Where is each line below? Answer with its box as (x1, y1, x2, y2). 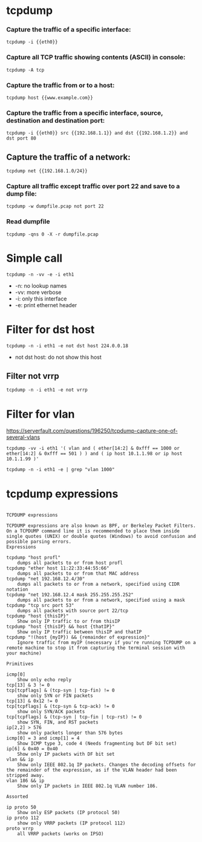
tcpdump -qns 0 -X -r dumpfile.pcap (6, 231, 99, 237)
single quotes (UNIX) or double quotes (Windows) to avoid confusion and (6, 534, 197, 540)
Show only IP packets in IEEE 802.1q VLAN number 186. (17, 783, 158, 789)
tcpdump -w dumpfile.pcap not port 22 (6, 203, 104, 209)
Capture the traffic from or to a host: (6, 81, 115, 89)
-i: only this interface (15, 295, 67, 302)
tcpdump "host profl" (6, 555, 61, 561)
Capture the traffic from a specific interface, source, (6, 109, 163, 117)
